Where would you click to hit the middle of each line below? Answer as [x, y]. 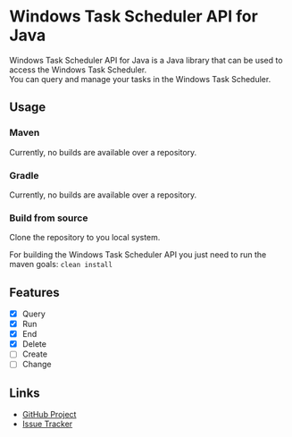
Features [34, 292]
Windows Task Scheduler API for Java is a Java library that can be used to [146, 60]
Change [37, 365]
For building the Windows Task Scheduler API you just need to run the [138, 255]
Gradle [24, 175]
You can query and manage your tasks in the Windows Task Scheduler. [140, 79]
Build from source [49, 218]
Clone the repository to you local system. [85, 238]
